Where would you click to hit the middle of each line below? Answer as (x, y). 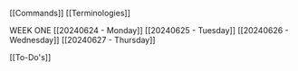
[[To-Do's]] (30, 57)
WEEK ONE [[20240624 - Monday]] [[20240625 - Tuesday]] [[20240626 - (149, 30)
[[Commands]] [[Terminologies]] (70, 13)
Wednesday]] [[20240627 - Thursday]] (82, 40)
